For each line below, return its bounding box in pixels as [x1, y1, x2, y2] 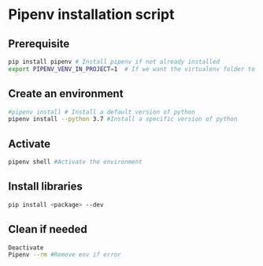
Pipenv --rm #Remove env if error [8, 251, 122, 259]
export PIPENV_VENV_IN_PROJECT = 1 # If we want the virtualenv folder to [8, 65, 256, 73]
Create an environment [8, 87, 124, 100]
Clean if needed [8, 223, 88, 236]
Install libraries [8, 180, 83, 193]
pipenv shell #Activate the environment [8, 158, 143, 167]
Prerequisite [8, 37, 70, 51]
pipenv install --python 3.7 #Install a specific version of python [8, 115, 238, 123]
